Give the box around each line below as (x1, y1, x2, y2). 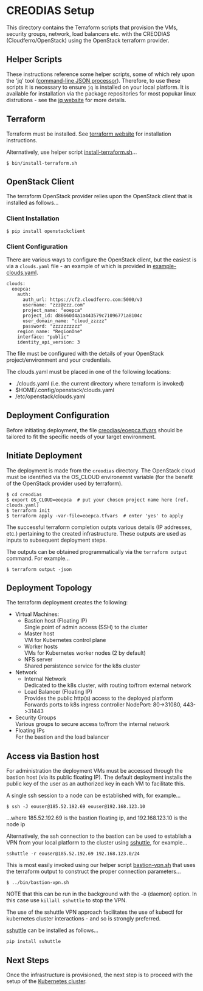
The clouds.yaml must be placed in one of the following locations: (6, 368, 171, 375)
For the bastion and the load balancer (15, 733, 109, 741)
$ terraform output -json (6, 566, 72, 572)
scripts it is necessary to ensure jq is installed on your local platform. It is (6, 83, 190, 91)
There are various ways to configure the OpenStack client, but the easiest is (6, 256, 197, 263)
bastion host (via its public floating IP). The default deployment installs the (6, 773, 193, 781)
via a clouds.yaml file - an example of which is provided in (6, 262, 152, 269)
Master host (24, 630, 55, 637)
